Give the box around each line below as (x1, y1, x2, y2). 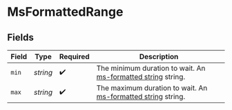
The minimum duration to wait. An (96, 63, 206, 73)
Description (139, 52, 179, 61)
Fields (7, 32, 35, 43)
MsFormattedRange (7, 4, 124, 20)
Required (59, 52, 90, 61)
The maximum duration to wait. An (96, 83, 208, 93)
